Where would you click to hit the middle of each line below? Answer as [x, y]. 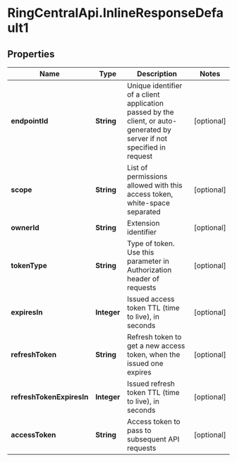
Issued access [151, 299]
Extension [143, 223]
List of [137, 168]
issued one [145, 363]
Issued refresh [151, 384]
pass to [139, 430]
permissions [147, 176]
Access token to [154, 421]
